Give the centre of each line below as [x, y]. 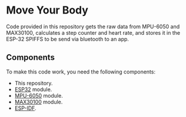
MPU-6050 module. [39, 95]
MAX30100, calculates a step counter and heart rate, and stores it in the [93, 32]
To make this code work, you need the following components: [81, 72]
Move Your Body [47, 10]
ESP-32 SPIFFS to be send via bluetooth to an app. [68, 39]
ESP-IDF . [25, 108]
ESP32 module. [33, 89]
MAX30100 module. [39, 102]
